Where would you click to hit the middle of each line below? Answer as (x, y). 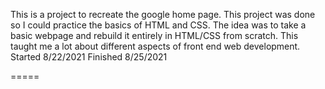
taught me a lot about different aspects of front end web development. (155, 46)
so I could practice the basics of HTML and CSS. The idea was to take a (158, 25)
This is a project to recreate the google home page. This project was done (163, 14)
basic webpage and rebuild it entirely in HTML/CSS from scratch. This (154, 35)
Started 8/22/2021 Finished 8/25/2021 (89, 57)
